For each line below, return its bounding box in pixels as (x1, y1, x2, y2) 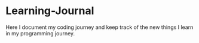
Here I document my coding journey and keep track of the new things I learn (5, 24, 194, 31)
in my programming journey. (5, 29, 75, 37)
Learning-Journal (5, 4, 94, 18)
